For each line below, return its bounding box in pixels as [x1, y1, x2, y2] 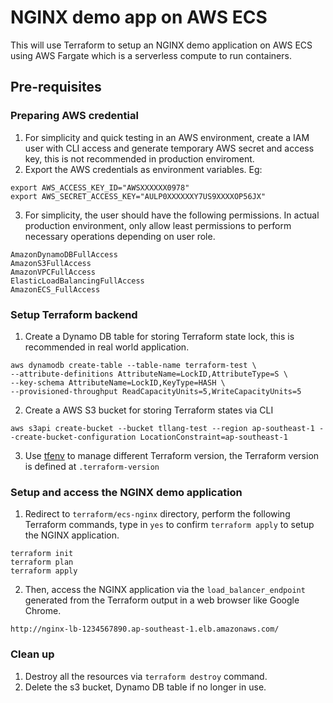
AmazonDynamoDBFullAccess [10, 249, 118, 260]
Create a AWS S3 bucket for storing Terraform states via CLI [24, 404, 274, 416]
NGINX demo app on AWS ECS [10, 6, 268, 29]
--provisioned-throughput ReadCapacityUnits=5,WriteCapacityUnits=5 [10, 386, 302, 396]
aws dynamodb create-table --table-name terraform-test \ [10, 360, 257, 370]
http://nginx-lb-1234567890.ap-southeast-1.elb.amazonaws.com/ [10, 624, 280, 635]
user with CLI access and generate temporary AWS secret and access [24, 142, 315, 154]
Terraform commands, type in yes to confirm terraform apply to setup [24, 519, 315, 531]
